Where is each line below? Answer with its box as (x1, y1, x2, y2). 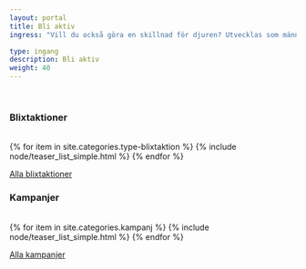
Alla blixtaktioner (9, 169, 73, 180)
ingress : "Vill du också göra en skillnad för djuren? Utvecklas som (9, 30, 280, 39)
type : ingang (9, 46, 59, 55)
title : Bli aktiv (9, 22, 76, 31)
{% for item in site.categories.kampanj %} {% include (9, 222, 209, 233)
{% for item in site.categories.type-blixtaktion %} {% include (9, 142, 237, 153)
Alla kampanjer (9, 249, 66, 260)
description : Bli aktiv (9, 55, 100, 65)
